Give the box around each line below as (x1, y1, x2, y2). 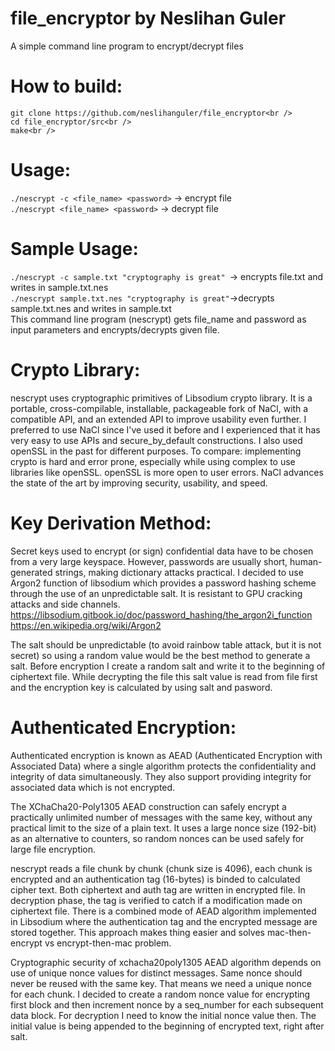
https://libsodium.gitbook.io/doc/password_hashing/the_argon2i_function (10, 608, 313, 621)
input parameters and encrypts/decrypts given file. (10, 323, 220, 336)
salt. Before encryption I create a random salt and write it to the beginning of (10, 660, 326, 672)
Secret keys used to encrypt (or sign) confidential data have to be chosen (10, 545, 314, 557)
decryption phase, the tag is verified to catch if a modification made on (10, 894, 303, 906)
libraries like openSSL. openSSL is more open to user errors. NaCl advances (10, 466, 324, 478)
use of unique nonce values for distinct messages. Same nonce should (10, 967, 303, 979)
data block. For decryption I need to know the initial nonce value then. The (10, 1009, 317, 1021)
